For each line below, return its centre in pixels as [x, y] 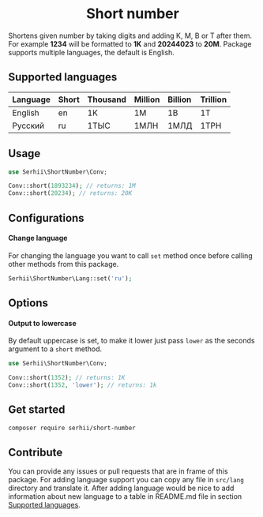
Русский [28, 126]
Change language [38, 238]
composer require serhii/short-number [72, 428]
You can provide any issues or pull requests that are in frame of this [118, 471]
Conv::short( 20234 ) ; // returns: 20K [70, 193]
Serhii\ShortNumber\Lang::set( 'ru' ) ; [70, 278]
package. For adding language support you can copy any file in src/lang [126, 480]
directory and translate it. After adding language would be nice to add [121, 488]
